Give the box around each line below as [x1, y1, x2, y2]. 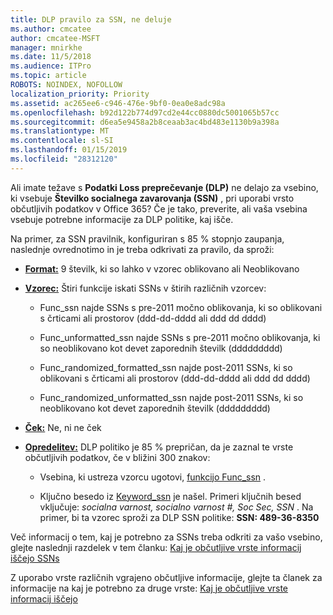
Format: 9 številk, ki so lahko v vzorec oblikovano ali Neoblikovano [24, 262, 300, 275]
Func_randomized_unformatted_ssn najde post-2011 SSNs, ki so [39, 391, 304, 403]
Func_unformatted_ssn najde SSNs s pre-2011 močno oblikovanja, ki [39, 331, 321, 343]
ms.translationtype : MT [10, 126, 110, 136]
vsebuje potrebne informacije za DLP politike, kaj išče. [10, 213, 234, 225]
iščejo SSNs [10, 552, 60, 564]
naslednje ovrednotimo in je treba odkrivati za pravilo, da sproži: [10, 243, 275, 255]
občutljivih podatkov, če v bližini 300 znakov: [24, 451, 211, 463]
